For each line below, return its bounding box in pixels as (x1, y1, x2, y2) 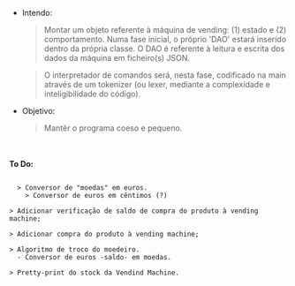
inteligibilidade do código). (43, 88, 141, 99)
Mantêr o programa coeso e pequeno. (43, 123, 183, 133)
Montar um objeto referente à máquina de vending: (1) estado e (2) (43, 25, 287, 34)
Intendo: (21, 8, 53, 18)
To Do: (9, 159, 34, 169)
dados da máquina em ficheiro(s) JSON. (43, 53, 191, 63)
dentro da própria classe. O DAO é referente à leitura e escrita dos (43, 43, 285, 54)
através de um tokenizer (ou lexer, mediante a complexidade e (43, 79, 271, 89)
